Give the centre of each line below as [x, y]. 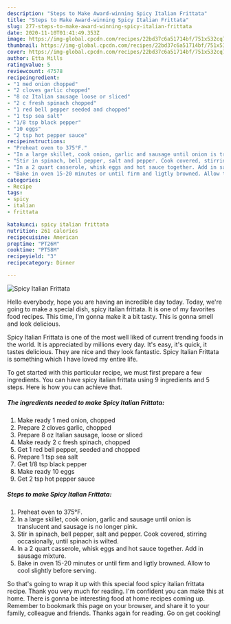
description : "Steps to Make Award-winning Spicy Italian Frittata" [107, 13]
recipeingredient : [33, 77]
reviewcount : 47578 [35, 71]
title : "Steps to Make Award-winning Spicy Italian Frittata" [98, 20]
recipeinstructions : [37, 142]
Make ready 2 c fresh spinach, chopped [74, 442]
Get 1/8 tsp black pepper [52, 464]
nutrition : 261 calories [43, 231]
